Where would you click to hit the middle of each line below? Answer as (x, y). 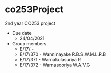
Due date (22, 33)
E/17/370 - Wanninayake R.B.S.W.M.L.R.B (63, 54)
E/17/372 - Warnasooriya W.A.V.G (55, 65)
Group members (29, 43)
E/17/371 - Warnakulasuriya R (50, 59)
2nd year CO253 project (30, 23)
